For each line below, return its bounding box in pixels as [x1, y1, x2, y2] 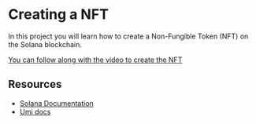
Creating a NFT [8, 5, 109, 24]
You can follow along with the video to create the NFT [8, 55, 183, 64]
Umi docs [19, 107, 51, 116]
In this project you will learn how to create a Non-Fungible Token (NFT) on [8, 31, 249, 41]
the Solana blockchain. [8, 39, 83, 49]
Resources [8, 78, 62, 91]
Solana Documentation [19, 98, 95, 108]
